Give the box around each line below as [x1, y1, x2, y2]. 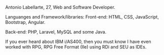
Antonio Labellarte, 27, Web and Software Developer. [5, 4, 115, 10]
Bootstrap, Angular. [5, 19, 46, 25]
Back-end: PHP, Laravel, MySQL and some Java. [5, 29, 107, 34]
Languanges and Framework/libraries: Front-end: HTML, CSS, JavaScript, [5, 14, 159, 19]
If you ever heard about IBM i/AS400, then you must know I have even [5, 38, 151, 44]
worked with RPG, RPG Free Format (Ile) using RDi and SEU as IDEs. [5, 44, 147, 49]
